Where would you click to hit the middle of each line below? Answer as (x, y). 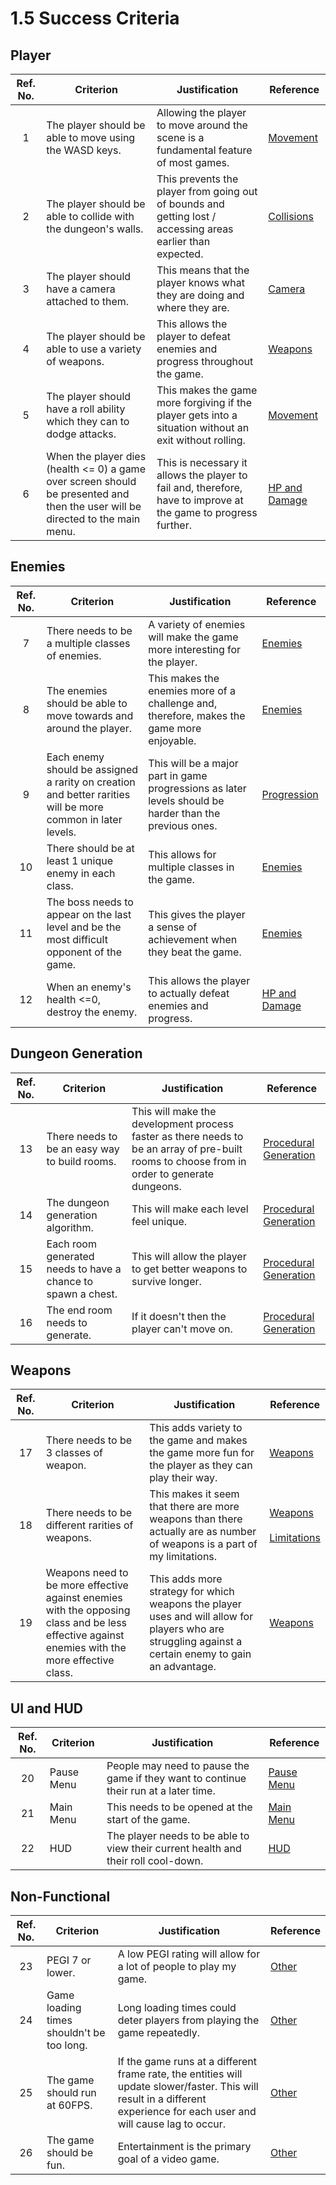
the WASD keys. (84, 150)
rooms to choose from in (189, 1161)
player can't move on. (182, 1329)
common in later (84, 819)
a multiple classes (88, 643)
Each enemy (75, 757)
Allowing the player (201, 112)
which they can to (88, 421)
